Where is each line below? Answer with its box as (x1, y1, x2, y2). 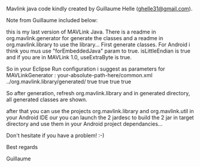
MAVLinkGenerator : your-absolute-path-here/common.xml (6, 72, 153, 78)
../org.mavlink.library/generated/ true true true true (6, 78, 132, 85)
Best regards (6, 144, 38, 150)
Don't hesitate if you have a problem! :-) (6, 132, 105, 139)
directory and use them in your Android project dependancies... (6, 120, 163, 127)
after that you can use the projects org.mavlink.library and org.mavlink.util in (6, 108, 195, 114)
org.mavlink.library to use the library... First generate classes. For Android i (6, 41, 190, 48)
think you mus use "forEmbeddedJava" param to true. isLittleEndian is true (6, 47, 190, 54)
